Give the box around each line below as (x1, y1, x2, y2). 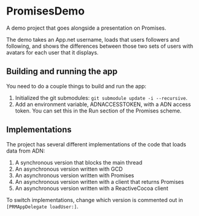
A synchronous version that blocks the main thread (15, 159, 143, 166)
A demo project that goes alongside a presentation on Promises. (6, 24, 166, 31)
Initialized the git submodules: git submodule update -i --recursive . (15, 94, 188, 101)
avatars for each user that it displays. (6, 48, 99, 56)
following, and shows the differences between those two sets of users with (6, 42, 194, 50)
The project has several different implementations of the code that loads (6, 140, 186, 148)
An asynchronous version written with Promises (15, 171, 134, 179)
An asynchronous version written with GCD (15, 165, 123, 172)
